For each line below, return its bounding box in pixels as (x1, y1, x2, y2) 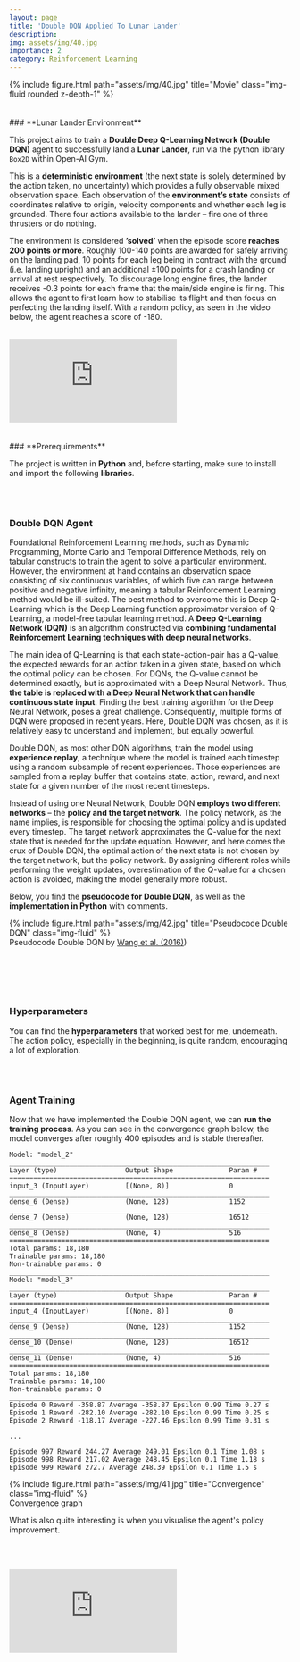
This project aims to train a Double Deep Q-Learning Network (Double (9, 135, 271, 145)
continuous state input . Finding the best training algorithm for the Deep (9, 697, 274, 708)
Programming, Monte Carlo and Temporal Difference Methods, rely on (9, 547, 267, 558)
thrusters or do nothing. (9, 218, 96, 229)
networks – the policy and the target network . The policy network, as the (9, 808, 282, 818)
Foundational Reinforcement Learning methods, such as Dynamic (9, 537, 250, 548)
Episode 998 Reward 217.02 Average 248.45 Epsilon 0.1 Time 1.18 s (9, 1455, 266, 1464)
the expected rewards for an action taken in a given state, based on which (9, 659, 282, 670)
